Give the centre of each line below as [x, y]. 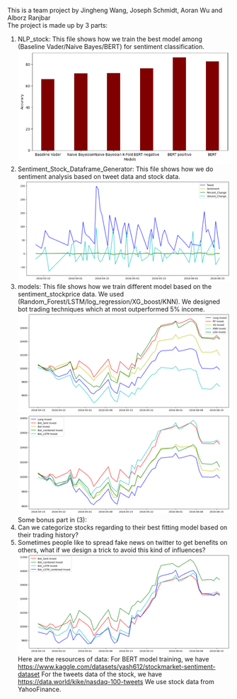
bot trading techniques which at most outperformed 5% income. [111, 309]
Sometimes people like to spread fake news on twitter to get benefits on [122, 543]
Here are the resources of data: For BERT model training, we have [113, 659]
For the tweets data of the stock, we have [102, 674]
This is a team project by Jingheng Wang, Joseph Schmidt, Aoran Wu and [115, 10]
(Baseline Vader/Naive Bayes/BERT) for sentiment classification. [111, 46]
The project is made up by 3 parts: [58, 25]
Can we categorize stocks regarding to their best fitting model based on [122, 527]
